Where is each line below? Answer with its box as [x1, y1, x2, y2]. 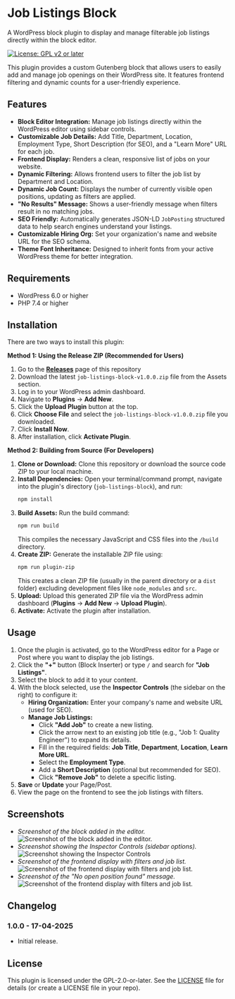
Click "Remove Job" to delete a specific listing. [38, 773, 177, 781]
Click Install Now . [17, 425, 70, 434]
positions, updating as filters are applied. [17, 192, 136, 200]
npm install [17, 496, 53, 503]
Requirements [7, 273, 70, 285]
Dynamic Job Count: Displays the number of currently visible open [17, 185, 212, 193]
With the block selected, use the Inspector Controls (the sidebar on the [17, 682, 226, 692]
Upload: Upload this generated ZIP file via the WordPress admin [17, 592, 204, 600]
